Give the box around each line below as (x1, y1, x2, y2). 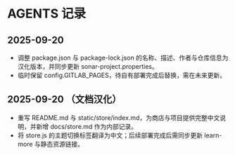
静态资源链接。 (40, 140, 84, 148)
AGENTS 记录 (7, 6, 87, 22)
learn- (203, 130, 222, 140)
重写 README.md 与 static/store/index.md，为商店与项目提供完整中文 (17, 113, 220, 122)
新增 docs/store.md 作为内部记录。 (36, 122, 138, 130)
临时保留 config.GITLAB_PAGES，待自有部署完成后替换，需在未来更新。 (17, 71, 227, 79)
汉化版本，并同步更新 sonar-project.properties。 (17, 62, 158, 70)
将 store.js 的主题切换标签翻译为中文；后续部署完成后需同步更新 (17, 130, 203, 140)
